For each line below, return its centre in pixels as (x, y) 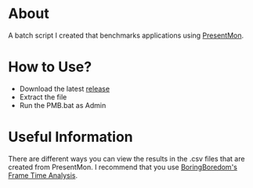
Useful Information (70, 137)
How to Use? (50, 67)
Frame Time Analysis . (43, 175)
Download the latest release (65, 89)
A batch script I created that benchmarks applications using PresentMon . (126, 35)
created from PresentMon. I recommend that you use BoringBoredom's (123, 167)
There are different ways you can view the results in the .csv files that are (127, 158)
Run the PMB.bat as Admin (63, 105)
